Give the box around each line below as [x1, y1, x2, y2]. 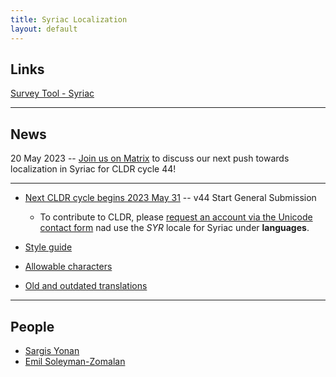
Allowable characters [24, 261, 113, 273]
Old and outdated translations [24, 280, 148, 292]
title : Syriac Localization [10, 14, 128, 25]
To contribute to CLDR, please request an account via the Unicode [39, 211, 313, 223]
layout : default [10, 24, 78, 34]
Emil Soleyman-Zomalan [24, 355, 126, 367]
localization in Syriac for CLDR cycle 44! [10, 163, 177, 175]
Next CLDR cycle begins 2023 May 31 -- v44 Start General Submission [24, 192, 317, 204]
